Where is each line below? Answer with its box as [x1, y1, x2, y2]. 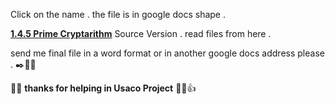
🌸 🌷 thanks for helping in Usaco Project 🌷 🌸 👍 [10, 82, 197, 94]
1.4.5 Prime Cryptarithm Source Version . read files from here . [10, 28, 272, 39]
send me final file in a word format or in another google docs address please [10, 47, 325, 59]
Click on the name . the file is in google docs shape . [10, 9, 226, 20]
